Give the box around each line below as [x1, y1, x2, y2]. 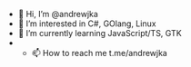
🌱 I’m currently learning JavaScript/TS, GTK [17, 28, 182, 38]
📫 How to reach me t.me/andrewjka [31, 48, 168, 58]
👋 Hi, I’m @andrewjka [17, 9, 98, 19]
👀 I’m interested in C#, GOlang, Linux [17, 18, 156, 29]
